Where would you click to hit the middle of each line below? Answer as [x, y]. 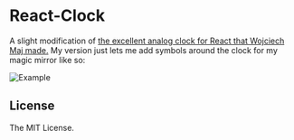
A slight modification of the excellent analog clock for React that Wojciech [147, 41]
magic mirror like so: [47, 60]
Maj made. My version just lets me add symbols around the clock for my [144, 50]
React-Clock [57, 16]
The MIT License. [42, 127]
